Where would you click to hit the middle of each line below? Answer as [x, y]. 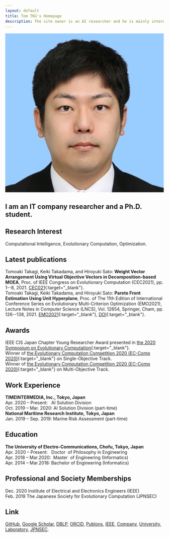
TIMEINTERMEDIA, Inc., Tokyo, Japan [45, 397]
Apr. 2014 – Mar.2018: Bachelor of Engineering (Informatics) [67, 463]
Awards [18, 330]
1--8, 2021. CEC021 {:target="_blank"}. [45, 288]
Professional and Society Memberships [68, 479]
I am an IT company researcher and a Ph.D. [74, 206]
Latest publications [36, 259]
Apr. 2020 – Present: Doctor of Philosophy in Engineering [66, 452]
